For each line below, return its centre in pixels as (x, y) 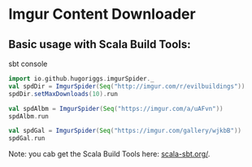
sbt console (28, 64)
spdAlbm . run (28, 116)
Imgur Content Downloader (102, 14)
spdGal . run (27, 138)
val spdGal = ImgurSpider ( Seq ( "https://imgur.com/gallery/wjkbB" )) (125, 131)
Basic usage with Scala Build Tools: (100, 44)
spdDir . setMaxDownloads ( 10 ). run (63, 94)
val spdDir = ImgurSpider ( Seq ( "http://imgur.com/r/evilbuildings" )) (127, 86)
